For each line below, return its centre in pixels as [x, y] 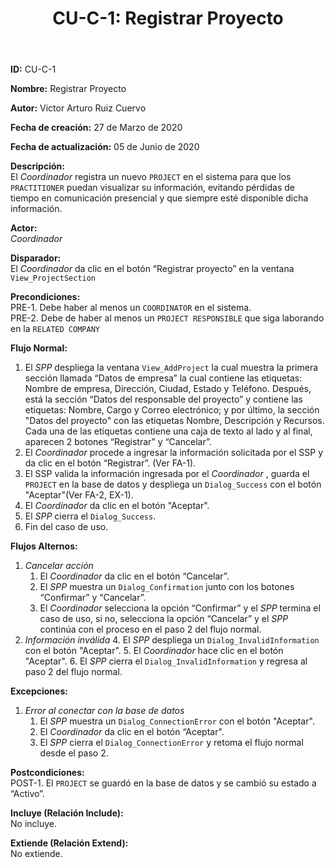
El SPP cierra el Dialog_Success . [90, 516]
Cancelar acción [59, 566]
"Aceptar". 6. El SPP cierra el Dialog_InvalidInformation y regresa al [166, 661]
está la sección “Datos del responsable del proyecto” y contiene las [163, 399]
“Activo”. [27, 794]
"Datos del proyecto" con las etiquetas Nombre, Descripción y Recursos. [174, 421]
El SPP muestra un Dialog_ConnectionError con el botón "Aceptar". [177, 721]
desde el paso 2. [74, 753]
